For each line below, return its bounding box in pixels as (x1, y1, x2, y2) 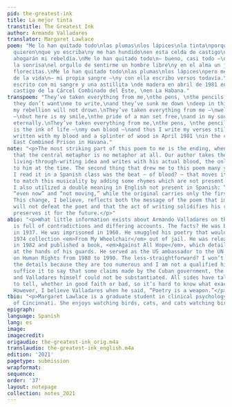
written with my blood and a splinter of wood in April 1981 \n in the (13, 132, 221, 139)
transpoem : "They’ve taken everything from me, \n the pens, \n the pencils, (7, 94, 227, 101)
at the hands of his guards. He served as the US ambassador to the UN (13, 248, 224, 255)
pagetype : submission (7, 358, 70, 365)
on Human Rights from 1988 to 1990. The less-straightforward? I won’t (13, 255, 224, 262)
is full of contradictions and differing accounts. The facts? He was (13, 222, 221, 229)
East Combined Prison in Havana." (13, 139, 113, 146)
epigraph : (7, 306, 36, 314)
